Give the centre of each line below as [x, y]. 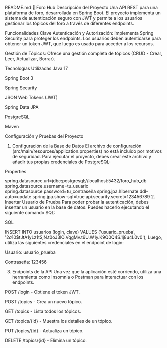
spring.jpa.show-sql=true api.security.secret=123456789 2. [94, 197]
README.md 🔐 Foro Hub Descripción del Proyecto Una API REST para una [82, 8]
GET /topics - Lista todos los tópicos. [43, 311]
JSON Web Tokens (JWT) [32, 97]
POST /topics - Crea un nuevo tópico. [44, 301]
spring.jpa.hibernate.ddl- [122, 191]
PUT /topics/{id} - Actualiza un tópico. [44, 331]
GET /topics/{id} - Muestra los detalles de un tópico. [59, 321]
